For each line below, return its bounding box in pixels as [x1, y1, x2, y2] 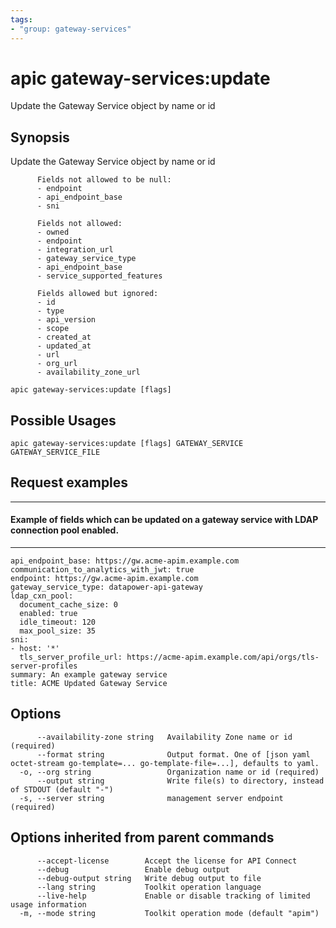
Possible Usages [10, 412, 117, 429]
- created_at [36, 332, 92, 343]
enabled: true [19, 609, 78, 619]
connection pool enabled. [10, 524, 120, 536]
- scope [36, 324, 70, 334]
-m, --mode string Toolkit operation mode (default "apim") [19, 908, 320, 918]
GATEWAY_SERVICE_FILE [10, 447, 101, 458]
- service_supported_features [36, 271, 163, 281]
